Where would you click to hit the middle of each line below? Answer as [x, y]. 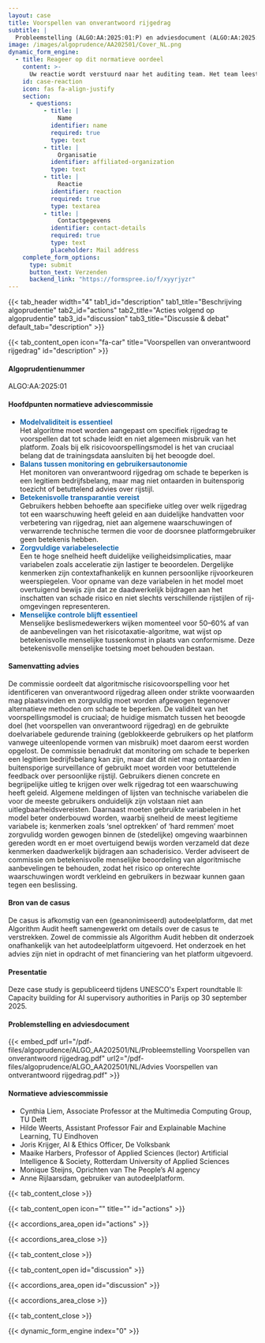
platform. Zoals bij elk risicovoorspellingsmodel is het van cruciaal [127, 447]
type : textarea [75, 206]
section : [37, 96]
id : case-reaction [52, 81]
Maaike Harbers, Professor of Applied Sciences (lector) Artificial [124, 1153]
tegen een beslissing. [43, 885]
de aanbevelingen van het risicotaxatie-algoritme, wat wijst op [121, 631]
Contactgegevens [84, 221]
